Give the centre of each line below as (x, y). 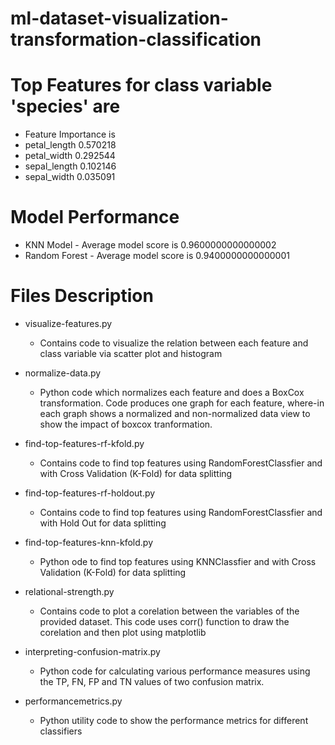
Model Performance (95, 217)
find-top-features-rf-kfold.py (84, 443)
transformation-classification (136, 39)
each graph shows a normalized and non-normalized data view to (175, 413)
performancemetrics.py (73, 701)
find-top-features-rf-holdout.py (90, 493)
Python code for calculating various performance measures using (175, 671)
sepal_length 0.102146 (70, 166)
